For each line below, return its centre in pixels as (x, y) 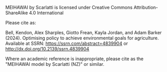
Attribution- (146, 7)
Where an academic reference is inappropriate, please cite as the (75, 59)
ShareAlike (17, 13)
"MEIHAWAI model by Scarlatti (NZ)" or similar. (55, 64)
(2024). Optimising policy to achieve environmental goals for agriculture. (82, 38)
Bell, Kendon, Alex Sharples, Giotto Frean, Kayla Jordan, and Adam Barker (83, 32)
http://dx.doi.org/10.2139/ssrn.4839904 (47, 49)
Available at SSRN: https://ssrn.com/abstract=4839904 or (67, 43)
